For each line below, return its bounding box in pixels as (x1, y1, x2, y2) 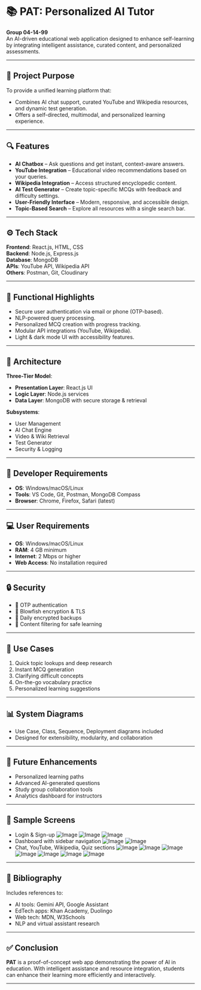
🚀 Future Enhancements (6, 757, 98, 768)
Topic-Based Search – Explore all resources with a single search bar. (14, 204, 186, 212)
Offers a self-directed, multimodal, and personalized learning (14, 111, 166, 118)
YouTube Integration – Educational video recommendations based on (14, 166, 187, 174)
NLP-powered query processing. (14, 314, 96, 321)
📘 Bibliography (6, 873, 62, 883)
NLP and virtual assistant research (14, 920, 100, 927)
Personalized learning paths (14, 773, 84, 780)
